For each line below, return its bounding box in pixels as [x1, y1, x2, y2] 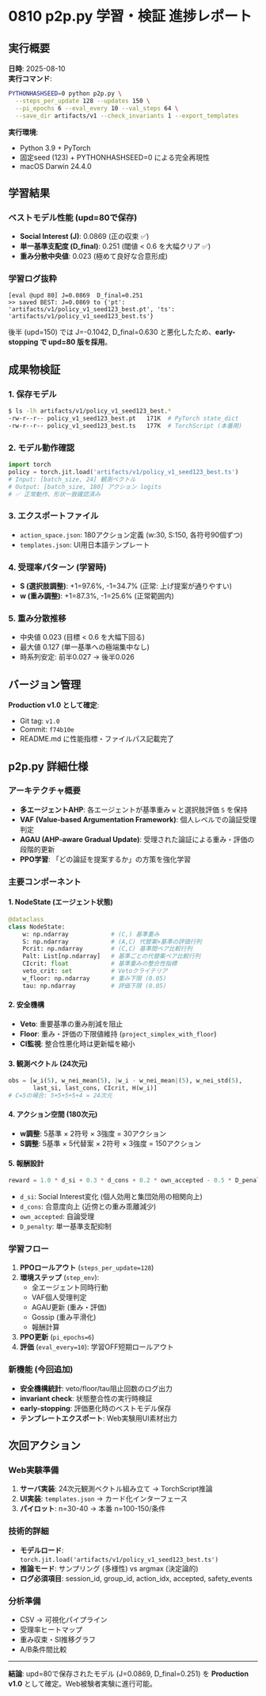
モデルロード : [19, 1545, 64, 1555]
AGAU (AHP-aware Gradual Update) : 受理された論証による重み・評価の [19, 834, 255, 844]
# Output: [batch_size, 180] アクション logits [8, 483, 162, 490]
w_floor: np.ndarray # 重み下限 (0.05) [22, 974, 167, 983]
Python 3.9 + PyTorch [19, 143, 91, 152]
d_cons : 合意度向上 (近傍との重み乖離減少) [19, 1202, 157, 1211]
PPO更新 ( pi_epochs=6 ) [19, 1333, 95, 1342]
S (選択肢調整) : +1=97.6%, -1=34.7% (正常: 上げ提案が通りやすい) [19, 581, 232, 591]
